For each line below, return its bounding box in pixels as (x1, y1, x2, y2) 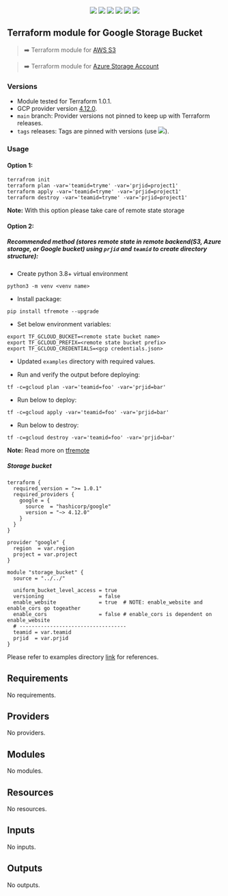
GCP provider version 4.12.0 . (16, 105, 98, 113)
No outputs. (7, 880, 40, 889)
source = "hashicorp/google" (25, 503, 111, 510)
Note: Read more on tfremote (7, 446, 90, 455)
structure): (7, 252, 39, 260)
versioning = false (13, 593, 121, 600)
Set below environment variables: (16, 320, 111, 328)
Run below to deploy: (16, 396, 77, 404)
